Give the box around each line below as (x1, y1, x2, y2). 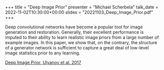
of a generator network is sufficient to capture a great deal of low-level (5, 45, 149, 50)
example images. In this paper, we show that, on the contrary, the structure (5, 40, 158, 46)
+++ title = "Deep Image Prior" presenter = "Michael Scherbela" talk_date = (5, 4, 159, 10)
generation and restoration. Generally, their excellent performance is (5, 29, 144, 35)
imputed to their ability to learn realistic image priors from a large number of (5, 34, 159, 40)
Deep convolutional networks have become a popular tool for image (5, 24, 143, 30)
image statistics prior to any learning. (5, 50, 80, 56)
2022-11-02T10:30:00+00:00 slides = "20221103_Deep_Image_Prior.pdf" (5, 9, 154, 15)
